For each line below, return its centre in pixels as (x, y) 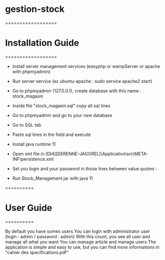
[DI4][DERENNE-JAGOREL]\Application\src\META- (97, 154)
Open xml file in (28, 154)
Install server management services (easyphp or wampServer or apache (86, 66)
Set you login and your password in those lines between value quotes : (84, 168)
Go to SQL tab (27, 125)
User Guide (29, 208)
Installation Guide (42, 43)
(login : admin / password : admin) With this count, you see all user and (78, 236)
